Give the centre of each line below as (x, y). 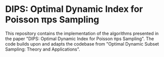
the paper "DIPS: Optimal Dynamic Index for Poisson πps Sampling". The (80, 39)
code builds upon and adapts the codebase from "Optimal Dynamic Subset (82, 44)
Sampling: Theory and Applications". (43, 49)
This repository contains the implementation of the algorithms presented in (82, 33)
